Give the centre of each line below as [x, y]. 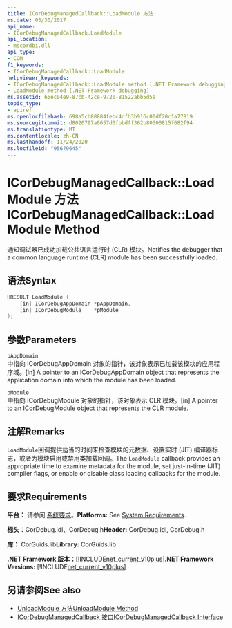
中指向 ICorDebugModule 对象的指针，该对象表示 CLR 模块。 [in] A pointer [113, 400]
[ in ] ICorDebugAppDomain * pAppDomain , [75, 304]
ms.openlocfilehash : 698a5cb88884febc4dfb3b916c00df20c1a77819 [100, 116]
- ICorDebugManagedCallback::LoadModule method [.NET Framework [101, 84]
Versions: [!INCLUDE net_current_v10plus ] [67, 566]
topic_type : [24, 104]
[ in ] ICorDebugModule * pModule [69, 310]
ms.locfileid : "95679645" [44, 149]
